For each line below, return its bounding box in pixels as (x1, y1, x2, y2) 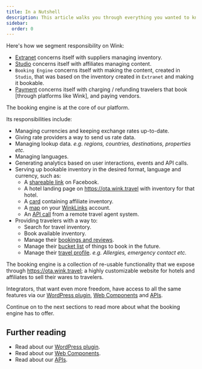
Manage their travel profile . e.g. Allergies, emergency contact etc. (23, 249, 187, 256)
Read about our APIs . (14, 356, 68, 364)
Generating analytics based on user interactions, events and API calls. (14, 159, 189, 166)
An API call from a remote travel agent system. (23, 210, 139, 218)
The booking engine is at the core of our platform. (6, 104, 130, 112)
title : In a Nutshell (6, 8, 61, 15)
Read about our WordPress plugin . (14, 343, 100, 350)
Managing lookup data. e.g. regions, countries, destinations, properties (14, 140, 191, 148)
